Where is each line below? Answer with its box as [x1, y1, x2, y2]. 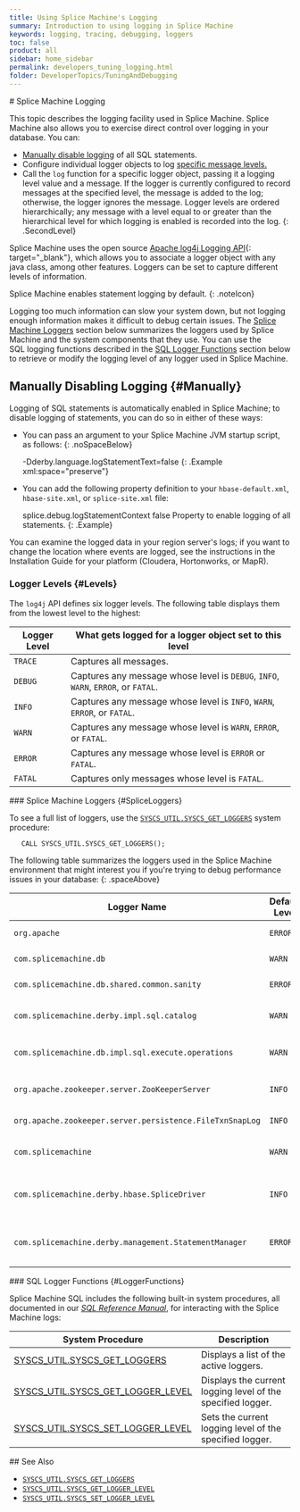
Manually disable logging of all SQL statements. [21, 149, 198, 160]
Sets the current [200, 1410, 269, 1423]
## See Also [9, 1456, 54, 1466]
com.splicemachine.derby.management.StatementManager [13, 1237, 247, 1247]
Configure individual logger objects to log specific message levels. [21, 158, 268, 170]
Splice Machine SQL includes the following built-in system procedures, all [9, 1292, 280, 1304]
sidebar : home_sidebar [9, 54, 94, 63]
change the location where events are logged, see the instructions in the [9, 546, 276, 556]
